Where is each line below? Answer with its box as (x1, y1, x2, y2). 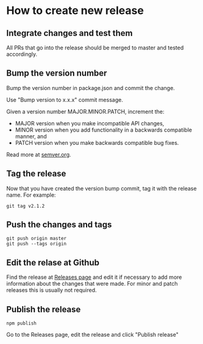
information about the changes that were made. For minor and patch (6, 280, 178, 287)
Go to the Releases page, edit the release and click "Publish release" (6, 331, 179, 339)
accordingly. (6, 51, 38, 58)
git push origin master (6, 236, 67, 242)
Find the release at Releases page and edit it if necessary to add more (6, 273, 182, 281)
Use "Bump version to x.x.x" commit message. (6, 96, 123, 104)
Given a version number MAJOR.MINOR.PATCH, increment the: (6, 108, 165, 115)
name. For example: (6, 191, 56, 198)
